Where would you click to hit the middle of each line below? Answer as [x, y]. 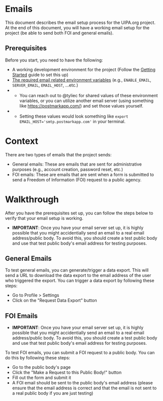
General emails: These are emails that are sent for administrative [77, 164]
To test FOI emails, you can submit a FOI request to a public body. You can [80, 353]
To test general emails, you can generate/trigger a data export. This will [77, 270]
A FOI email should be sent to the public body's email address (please [82, 383]
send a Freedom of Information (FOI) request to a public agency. [77, 180]
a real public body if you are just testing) [53, 393]
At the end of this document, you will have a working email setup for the [77, 27]
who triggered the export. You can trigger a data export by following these [80, 281]
